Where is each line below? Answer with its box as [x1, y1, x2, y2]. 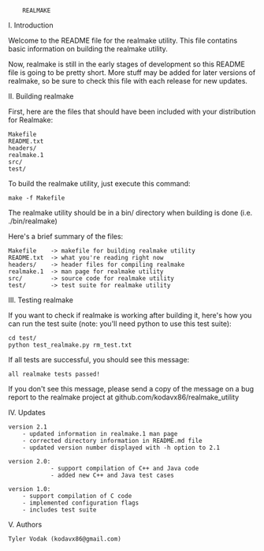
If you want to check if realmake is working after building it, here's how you [8, 311, 252, 320]
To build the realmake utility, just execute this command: [8, 179, 191, 188]
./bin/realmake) [8, 216, 58, 226]
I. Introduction [8, 21, 54, 30]
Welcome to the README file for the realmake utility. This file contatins [8, 36, 238, 45]
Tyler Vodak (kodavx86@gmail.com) [8, 535, 122, 543]
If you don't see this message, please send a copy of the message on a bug [8, 384, 255, 393]
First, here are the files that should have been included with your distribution [8, 107, 256, 116]
